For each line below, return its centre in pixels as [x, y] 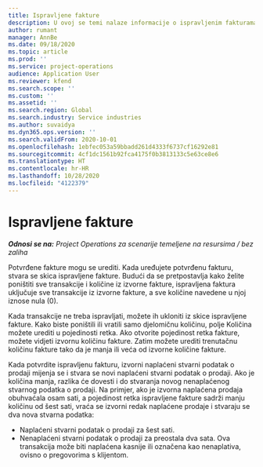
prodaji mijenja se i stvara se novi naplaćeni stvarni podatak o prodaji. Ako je [131, 373]
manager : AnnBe [33, 37]
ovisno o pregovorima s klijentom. [74, 454]
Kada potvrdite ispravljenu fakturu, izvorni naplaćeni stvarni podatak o [121, 364]
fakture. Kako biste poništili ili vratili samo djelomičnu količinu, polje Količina [130, 324]
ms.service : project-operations [61, 67]
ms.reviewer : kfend [40, 81]
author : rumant [33, 30]
